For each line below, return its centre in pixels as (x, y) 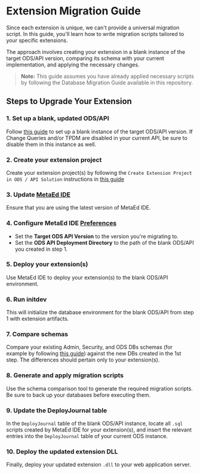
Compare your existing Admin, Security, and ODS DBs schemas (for (90, 347)
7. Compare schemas (37, 335)
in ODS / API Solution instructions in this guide (65, 179)
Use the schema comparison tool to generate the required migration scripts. (99, 388)
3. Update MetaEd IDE (38, 195)
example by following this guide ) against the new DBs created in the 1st (94, 354)
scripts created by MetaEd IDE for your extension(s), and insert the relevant (99, 430)
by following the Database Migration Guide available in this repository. (107, 83)
